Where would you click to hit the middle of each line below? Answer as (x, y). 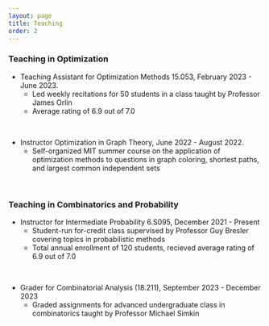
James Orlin (52, 102)
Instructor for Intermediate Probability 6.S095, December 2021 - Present (140, 222)
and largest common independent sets (96, 168)
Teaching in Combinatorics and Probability (93, 204)
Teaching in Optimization (58, 59)
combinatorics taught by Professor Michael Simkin (116, 313)
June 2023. (39, 85)
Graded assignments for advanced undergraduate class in (128, 304)
